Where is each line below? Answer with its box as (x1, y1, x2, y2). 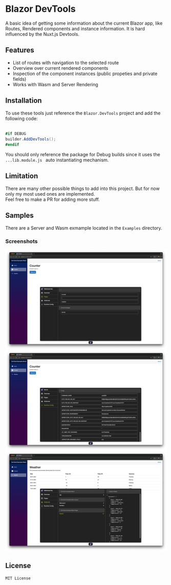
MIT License (5, 576, 31, 581)
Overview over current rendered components (12, 65, 109, 71)
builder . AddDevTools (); (5, 137, 56, 142)
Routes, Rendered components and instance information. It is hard (5, 25, 145, 31)
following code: (5, 115, 38, 121)
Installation (5, 96, 42, 105)
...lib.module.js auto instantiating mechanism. (5, 157, 109, 163)
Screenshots (5, 237, 38, 244)
